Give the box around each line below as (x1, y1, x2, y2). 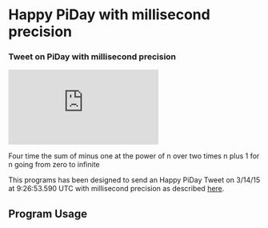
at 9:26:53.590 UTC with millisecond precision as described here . (8, 184, 225, 194)
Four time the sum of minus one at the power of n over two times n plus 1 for (8, 151, 260, 161)
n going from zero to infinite (8, 160, 100, 170)
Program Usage (8, 206, 88, 221)
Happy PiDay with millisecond (8, 6, 210, 24)
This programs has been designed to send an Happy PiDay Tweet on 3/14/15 (8, 175, 261, 185)
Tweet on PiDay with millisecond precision (8, 51, 177, 62)
